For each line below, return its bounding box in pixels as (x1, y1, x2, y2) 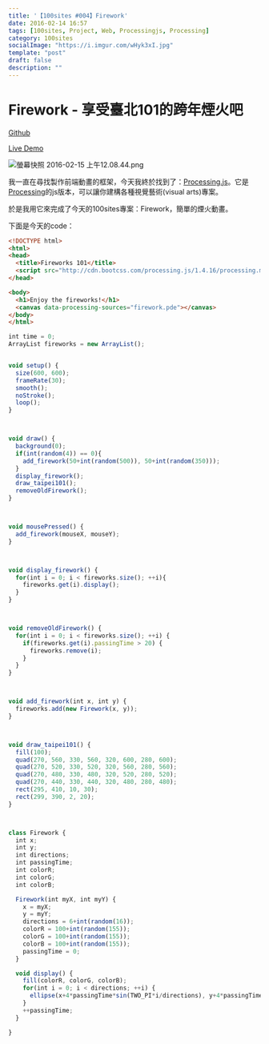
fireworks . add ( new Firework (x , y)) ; (15, 705, 138, 713)
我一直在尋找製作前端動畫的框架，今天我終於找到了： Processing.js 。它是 (8, 177, 250, 187)
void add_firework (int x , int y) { (8, 697, 127, 705)
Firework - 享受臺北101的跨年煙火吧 (8, 101, 244, 118)
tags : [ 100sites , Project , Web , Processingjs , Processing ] (8, 26, 210, 34)
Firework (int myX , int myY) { (15, 895, 116, 903)
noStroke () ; (15, 391, 56, 400)
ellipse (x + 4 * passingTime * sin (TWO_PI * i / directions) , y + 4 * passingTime (29, 992, 263, 1000)
